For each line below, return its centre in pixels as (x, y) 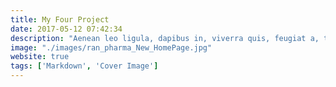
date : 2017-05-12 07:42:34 (66, 29)
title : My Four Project (60, 19)
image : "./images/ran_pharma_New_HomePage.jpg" (111, 47)
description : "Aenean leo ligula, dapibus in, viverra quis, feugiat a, (165, 38)
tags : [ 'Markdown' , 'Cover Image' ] (84, 66)
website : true (40, 57)
